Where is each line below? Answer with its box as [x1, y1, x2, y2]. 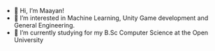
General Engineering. [13, 21, 75, 29]
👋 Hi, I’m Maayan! [13, 7, 65, 14]
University [13, 36, 44, 44]
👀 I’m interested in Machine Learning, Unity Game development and [13, 14, 209, 22]
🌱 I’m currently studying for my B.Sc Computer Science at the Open [13, 28, 209, 37]
